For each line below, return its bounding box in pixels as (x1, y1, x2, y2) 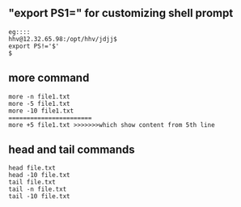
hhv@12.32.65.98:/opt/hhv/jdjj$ (8, 35, 117, 43)
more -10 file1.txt (8, 107, 74, 115)
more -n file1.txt (8, 92, 70, 100)
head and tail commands (8, 143, 135, 157)
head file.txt (8, 164, 57, 172)
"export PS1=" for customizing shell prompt (8, 6, 234, 20)
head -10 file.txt (8, 171, 70, 180)
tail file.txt (8, 178, 57, 187)
